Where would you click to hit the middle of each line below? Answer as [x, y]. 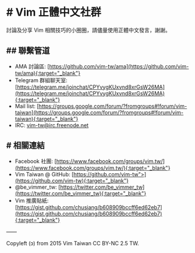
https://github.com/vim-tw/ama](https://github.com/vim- [119, 66]
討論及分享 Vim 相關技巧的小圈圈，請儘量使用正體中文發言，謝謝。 [89, 30]
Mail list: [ [27, 106]
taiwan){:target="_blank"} [47, 119]
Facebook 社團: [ [36, 161]
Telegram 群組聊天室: [41, 80]
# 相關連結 [25, 145]
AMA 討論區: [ [32, 66]
